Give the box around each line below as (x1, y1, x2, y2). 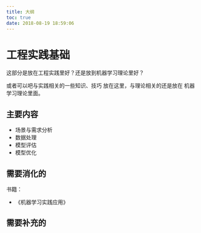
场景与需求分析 (15, 126, 53, 134)
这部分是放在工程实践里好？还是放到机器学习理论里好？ (6, 69, 144, 76)
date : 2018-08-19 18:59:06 (6, 20, 74, 26)
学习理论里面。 (6, 90, 44, 97)
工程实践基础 (6, 48, 71, 62)
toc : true (6, 15, 31, 21)
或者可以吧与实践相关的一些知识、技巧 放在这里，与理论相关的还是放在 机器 (6, 82, 195, 90)
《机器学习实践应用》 (15, 198, 68, 206)
